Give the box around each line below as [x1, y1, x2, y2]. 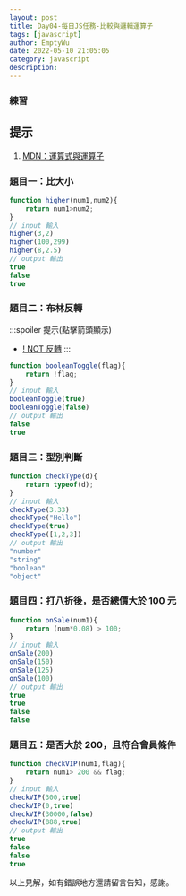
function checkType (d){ [9, 472, 98, 481]
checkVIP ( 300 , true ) [9, 793, 82, 802]
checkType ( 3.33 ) [9, 505, 70, 514]
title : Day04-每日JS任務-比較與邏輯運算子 [9, 22, 154, 30]
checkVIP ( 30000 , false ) [9, 809, 94, 819]
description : [9, 64, 58, 73]
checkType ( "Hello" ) [9, 513, 82, 523]
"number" [9, 546, 42, 556]
